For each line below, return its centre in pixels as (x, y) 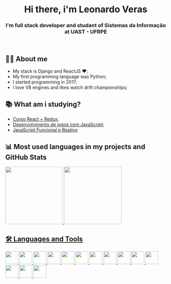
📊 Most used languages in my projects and (75, 147)
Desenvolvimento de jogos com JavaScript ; (58, 125)
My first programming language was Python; (59, 77)
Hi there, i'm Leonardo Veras (86, 9)
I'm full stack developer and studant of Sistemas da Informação (86, 26)
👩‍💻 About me (26, 59)
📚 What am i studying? (43, 104)
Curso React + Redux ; (36, 119)
